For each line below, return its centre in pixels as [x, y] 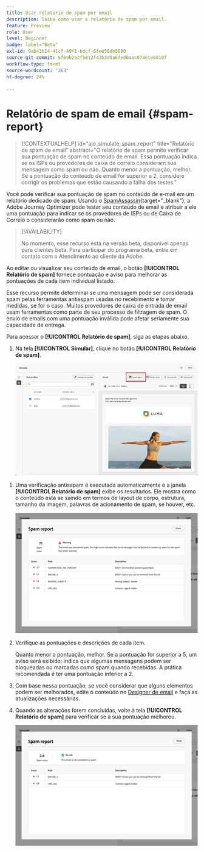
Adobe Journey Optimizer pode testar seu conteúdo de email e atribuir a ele [101, 207]
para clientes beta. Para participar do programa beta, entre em [99, 250]
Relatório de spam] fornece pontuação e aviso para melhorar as [87, 275]
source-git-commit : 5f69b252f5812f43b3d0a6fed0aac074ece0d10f [87, 58]
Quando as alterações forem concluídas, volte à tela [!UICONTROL [99, 711]
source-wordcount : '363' [38, 70]
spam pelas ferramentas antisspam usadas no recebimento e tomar [91, 299]
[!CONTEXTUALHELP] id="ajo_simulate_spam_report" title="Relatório [108, 144]
